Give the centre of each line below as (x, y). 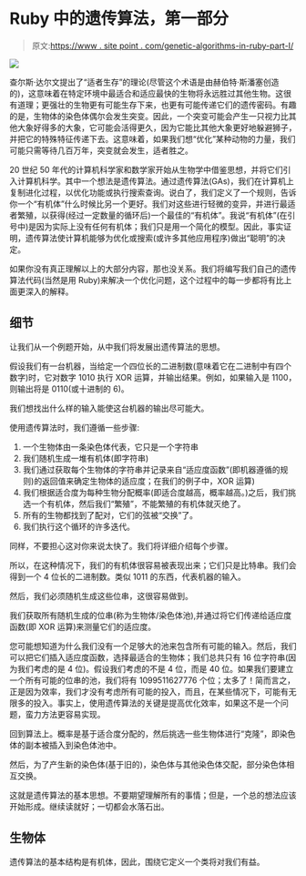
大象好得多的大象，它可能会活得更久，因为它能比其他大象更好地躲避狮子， (157, 127)
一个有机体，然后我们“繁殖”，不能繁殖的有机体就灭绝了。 (138, 504)
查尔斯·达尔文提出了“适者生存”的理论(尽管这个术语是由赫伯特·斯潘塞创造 (144, 82)
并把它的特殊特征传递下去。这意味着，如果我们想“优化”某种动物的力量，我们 (153, 138)
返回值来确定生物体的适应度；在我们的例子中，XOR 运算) (148, 481)
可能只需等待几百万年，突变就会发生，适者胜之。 (101, 150)
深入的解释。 (49, 291)
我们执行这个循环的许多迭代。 (78, 526)
